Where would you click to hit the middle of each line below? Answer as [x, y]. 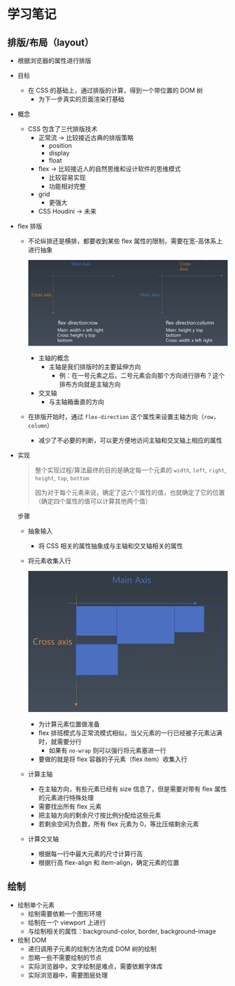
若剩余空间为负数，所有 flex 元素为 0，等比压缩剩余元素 [119, 823]
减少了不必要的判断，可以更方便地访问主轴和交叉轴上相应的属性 [130, 440]
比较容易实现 [67, 177]
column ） [41, 425]
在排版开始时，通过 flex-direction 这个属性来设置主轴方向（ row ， [124, 416]
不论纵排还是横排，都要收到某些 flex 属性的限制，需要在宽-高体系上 [125, 241]
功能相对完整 [67, 186]
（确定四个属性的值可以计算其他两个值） [93, 501]
